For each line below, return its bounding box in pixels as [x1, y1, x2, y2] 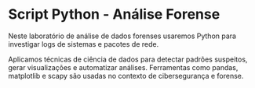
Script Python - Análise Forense [8, 5, 220, 23]
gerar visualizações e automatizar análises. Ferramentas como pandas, [8, 62, 239, 72]
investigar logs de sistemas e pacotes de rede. [8, 39, 159, 48]
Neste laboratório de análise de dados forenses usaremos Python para [8, 31, 237, 40]
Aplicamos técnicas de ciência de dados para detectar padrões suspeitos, [8, 55, 248, 64]
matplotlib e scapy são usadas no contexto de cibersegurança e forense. [8, 71, 244, 80]
